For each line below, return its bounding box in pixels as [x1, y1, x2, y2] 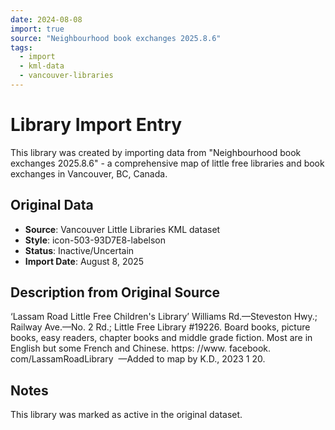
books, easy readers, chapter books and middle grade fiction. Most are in [10, 332, 313, 344]
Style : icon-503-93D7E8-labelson [24, 234, 166, 246]
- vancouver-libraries [19, 71, 114, 81]
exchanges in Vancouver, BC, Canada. [10, 167, 168, 180]
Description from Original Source [10, 284, 221, 301]
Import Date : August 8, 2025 [24, 255, 145, 267]
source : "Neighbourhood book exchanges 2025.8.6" [10, 33, 222, 43]
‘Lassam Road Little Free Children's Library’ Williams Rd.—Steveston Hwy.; [10, 311, 318, 323]
